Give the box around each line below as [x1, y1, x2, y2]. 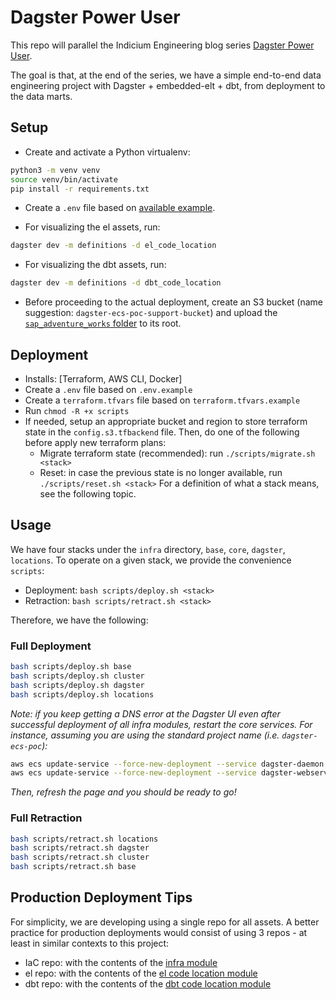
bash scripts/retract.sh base [10, 862, 137, 872]
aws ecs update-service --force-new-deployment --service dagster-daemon [10, 759, 325, 769]
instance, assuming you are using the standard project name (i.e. [10, 729, 280, 741]
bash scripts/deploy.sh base [10, 662, 132, 672]
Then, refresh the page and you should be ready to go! [10, 786, 237, 798]
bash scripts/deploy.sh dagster [10, 680, 145, 690]
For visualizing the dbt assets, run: [24, 259, 167, 271]
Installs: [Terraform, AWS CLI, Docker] [24, 372, 183, 385]
